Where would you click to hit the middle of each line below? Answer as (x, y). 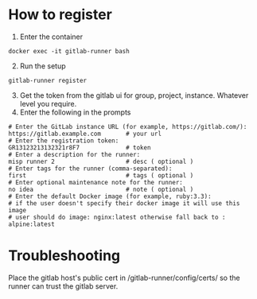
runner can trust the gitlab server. (63, 286)
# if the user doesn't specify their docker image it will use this (124, 203)
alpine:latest (32, 224)
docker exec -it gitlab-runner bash (69, 51)
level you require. (48, 103)
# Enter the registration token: (64, 141)
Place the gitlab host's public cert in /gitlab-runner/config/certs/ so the (124, 278)
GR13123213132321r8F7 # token (80, 148)
